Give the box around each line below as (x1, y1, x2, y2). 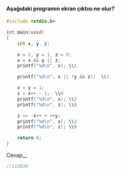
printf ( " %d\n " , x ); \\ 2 (17, 96, 77, 102)
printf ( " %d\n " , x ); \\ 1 (17, 63, 77, 69)
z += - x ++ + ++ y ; (17, 112, 61, 118)
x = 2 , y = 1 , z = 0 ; (17, 52, 71, 58)
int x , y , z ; (17, 40, 50, 47)
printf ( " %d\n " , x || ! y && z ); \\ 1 (17, 74, 110, 80)
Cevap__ (6, 152, 28, 159)
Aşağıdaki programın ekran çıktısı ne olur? (6, 5, 115, 12)
